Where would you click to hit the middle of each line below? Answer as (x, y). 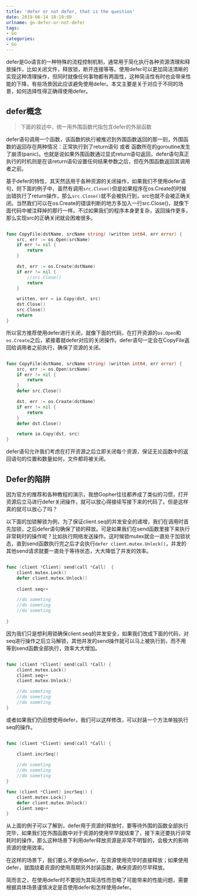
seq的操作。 (21, 727)
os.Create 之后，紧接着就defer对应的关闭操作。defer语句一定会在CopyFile (95, 340)
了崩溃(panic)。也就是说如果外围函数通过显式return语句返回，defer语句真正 (98, 154)
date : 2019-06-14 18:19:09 (39, 17)
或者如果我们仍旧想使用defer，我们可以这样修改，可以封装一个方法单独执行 (97, 720)
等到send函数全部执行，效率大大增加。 (53, 648)
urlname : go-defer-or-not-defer (45, 22)
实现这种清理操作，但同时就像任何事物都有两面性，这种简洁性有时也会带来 (96, 76)
